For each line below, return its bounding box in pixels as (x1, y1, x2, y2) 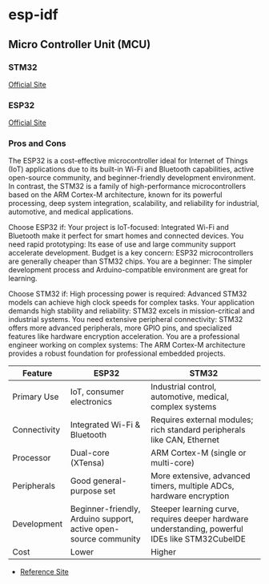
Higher (151, 546, 176, 558)
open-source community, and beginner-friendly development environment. (8, 173, 256, 183)
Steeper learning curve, (151, 503, 239, 514)
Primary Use (12, 391, 59, 402)
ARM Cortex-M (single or (151, 447, 247, 458)
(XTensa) (70, 457, 105, 469)
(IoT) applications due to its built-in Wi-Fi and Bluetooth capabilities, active (8, 164, 255, 174)
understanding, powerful (151, 523, 244, 534)
